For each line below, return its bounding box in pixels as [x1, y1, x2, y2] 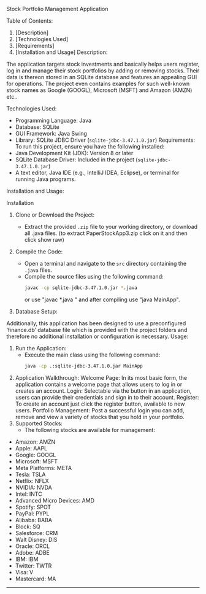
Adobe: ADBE [15, 549, 50, 556]
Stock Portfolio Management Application [6, 6, 109, 12]
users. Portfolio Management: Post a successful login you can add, [15, 406, 185, 414]
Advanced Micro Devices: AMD [15, 496, 95, 504]
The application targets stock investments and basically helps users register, [6, 61, 200, 67]
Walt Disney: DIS [15, 536, 58, 543]
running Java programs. [15, 175, 76, 183]
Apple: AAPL [15, 444, 48, 452]
